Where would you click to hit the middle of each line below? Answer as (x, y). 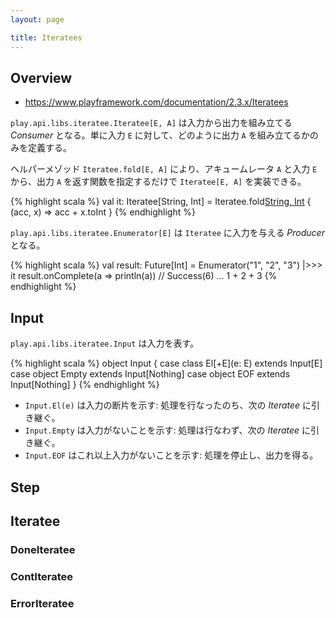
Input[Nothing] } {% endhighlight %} (85, 385)
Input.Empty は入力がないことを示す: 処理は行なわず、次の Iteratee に (168, 430)
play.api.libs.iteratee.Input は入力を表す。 (104, 343)
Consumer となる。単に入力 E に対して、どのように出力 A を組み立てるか (160, 135)
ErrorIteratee (42, 603)
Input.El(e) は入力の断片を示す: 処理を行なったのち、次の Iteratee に (168, 405)
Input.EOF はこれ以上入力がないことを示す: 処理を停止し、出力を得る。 (171, 455)
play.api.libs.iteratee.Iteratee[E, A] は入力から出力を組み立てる (151, 123)
